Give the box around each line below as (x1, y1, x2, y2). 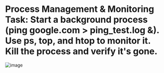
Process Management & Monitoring (5, 3, 155, 15)
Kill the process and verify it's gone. (5, 46, 158, 57)
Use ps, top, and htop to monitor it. (5, 35, 151, 47)
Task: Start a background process (5, 14, 148, 25)
